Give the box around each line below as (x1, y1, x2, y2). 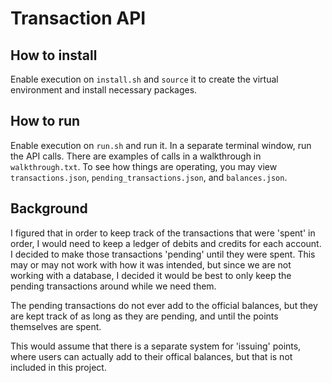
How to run (10, 113, 81, 130)
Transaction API (10, 7, 147, 30)
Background (10, 200, 88, 217)
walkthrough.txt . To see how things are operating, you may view (10, 160, 278, 172)
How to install (10, 47, 98, 64)
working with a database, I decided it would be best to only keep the (10, 269, 292, 281)
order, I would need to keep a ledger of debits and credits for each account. (10, 237, 322, 249)
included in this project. (10, 361, 107, 373)
